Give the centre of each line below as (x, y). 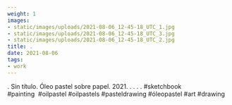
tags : (15, 60)
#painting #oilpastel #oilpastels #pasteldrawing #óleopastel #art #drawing (116, 94)
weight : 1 (22, 14)
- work (17, 66)
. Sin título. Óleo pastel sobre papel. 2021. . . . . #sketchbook (94, 86)
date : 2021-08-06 (33, 54)
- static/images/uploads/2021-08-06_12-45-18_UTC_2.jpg (91, 40)
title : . (20, 47)
